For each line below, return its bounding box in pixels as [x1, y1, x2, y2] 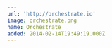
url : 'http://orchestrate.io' [7, 10, 97, 18]
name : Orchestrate [7, 23, 61, 30]
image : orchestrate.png [7, 17, 77, 24]
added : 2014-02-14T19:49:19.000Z [7, 30, 106, 37]
